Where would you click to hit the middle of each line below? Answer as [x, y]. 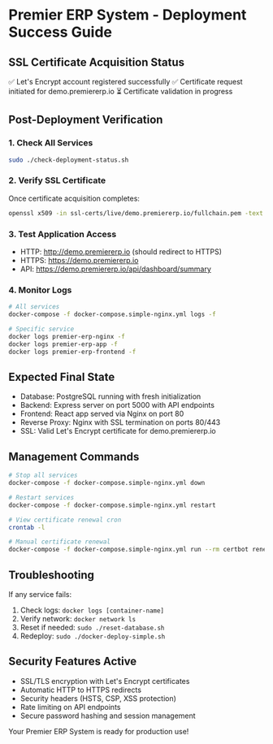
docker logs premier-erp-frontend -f [72, 352]
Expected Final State [62, 376]
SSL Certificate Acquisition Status [97, 62]
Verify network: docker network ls [78, 619]
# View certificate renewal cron [65, 520]
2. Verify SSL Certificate [57, 180]
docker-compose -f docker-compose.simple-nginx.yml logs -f [113, 314]
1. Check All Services [51, 143]
